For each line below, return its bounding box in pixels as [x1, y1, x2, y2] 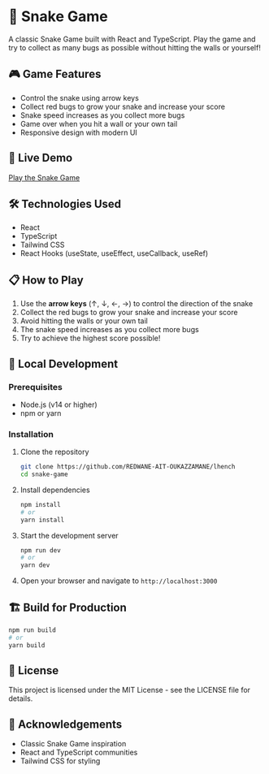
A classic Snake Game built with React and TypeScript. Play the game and [8, 34, 256, 44]
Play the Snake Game [8, 172, 80, 182]
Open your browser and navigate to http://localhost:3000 [20, 576, 218, 586]
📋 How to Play [8, 273, 84, 287]
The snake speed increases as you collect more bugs [20, 325, 199, 335]
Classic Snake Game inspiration [20, 739, 127, 749]
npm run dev [20, 546, 61, 555]
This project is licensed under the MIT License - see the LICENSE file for [8, 685, 250, 695]
